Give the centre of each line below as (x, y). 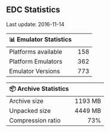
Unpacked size (30, 110)
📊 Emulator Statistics (41, 39)
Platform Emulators (36, 61)
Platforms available (36, 51)
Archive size (26, 101)
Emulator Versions (35, 71)
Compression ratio (35, 120)
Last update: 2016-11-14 (35, 24)
